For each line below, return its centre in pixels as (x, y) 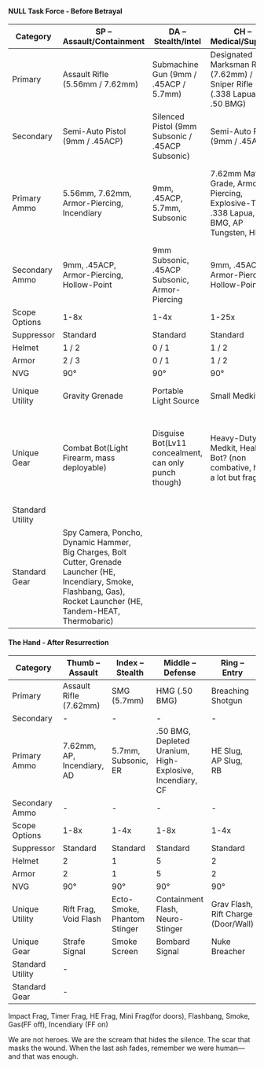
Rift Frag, (79, 909)
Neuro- (170, 919)
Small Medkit (234, 396)
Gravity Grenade (93, 396)
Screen (125, 952)
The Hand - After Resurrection (59, 642)
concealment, (177, 453)
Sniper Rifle (231, 84)
